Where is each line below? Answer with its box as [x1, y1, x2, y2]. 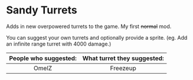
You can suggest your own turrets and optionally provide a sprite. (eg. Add [6, 34, 188, 41]
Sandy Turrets [6, 4, 78, 17]
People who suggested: [9, 54, 77, 62]
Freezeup [110, 64, 137, 72]
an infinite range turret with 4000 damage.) [6, 40, 112, 47]
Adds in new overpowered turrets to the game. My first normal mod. [6, 23, 172, 30]
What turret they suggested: [82, 54, 164, 62]
